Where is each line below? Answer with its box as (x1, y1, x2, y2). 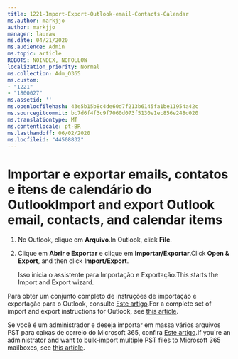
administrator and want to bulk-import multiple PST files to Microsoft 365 (7, 336, 222, 345)
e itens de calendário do (7, 182, 152, 198)
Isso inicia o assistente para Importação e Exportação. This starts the (17, 271, 219, 279)
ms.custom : (7, 76, 40, 84)
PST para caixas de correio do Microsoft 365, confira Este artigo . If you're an (7, 328, 231, 337)
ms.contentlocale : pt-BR (7, 122, 81, 130)
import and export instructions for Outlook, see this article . (7, 307, 179, 316)
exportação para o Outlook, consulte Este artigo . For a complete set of (7, 299, 212, 308)
